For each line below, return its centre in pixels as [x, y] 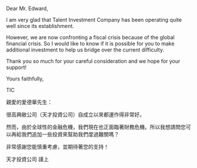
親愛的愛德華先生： [29, 102]
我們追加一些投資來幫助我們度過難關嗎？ [70, 134]
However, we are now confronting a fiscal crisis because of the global [90, 37]
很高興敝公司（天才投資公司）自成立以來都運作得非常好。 [75, 114]
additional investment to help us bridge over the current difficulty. [85, 50]
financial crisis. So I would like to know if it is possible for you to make [90, 44]
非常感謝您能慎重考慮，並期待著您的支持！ [57, 147]
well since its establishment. [40, 26]
